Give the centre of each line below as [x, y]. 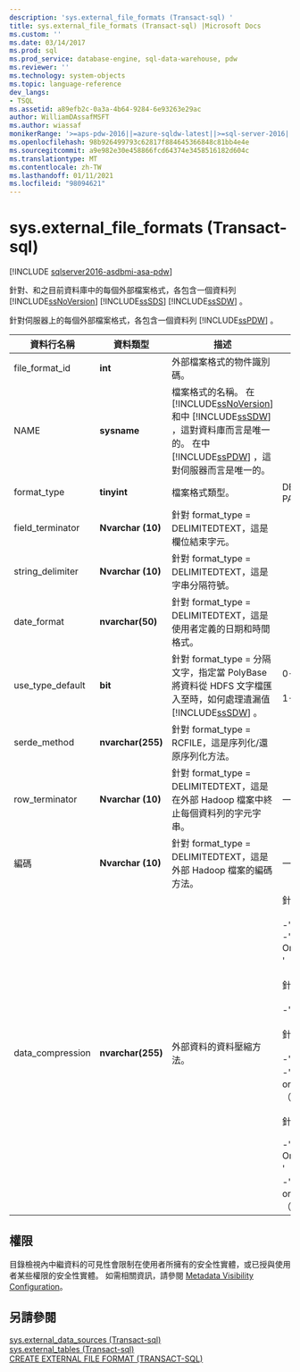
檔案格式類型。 [203, 492]
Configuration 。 [39, 1286]
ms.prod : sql [33, 51]
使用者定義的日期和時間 [221, 629]
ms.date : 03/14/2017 [48, 42]
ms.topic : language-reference [66, 84]
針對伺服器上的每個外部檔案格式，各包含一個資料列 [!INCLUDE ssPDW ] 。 [144, 320]
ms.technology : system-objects [67, 76]
